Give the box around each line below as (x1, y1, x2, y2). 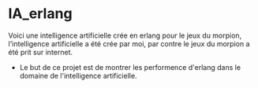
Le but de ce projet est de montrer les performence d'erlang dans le (19, 62, 241, 71)
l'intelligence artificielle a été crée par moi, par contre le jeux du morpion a (8, 38, 250, 48)
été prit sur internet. (8, 47, 73, 57)
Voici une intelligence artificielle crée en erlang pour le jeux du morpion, (8, 31, 242, 40)
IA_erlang (8, 5, 73, 23)
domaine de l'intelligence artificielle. (19, 71, 137, 80)
